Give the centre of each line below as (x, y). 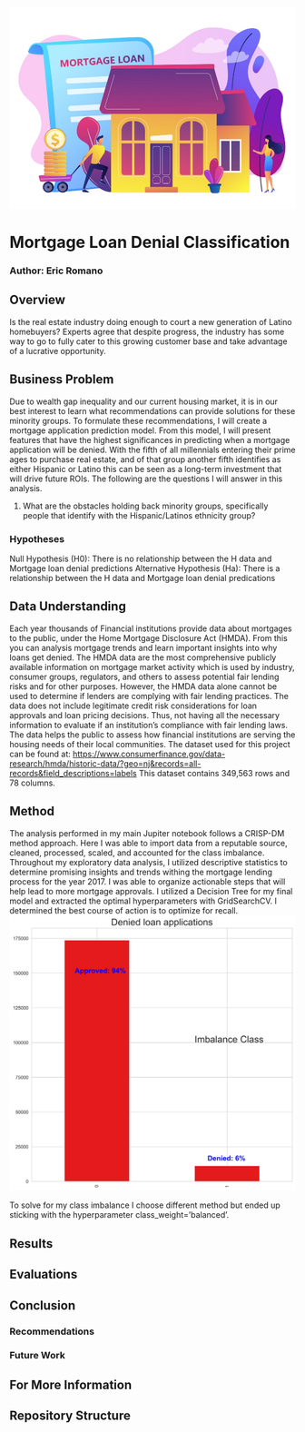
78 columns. (33, 783)
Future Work (37, 1356)
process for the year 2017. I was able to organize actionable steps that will (148, 881)
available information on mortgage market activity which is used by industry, (152, 667)
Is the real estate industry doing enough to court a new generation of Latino (151, 321)
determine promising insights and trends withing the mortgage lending (141, 872)
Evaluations (44, 1274)
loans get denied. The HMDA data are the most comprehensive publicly (143, 657)
